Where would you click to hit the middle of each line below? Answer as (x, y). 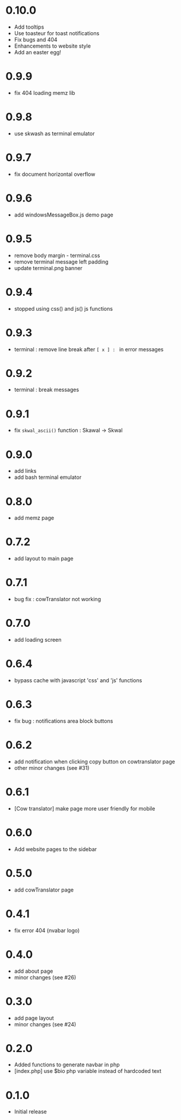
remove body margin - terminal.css (57, 255)
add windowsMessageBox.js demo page (63, 215)
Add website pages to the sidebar (55, 849)
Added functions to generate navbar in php (67, 1065)
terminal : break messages (47, 390)
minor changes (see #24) (45, 1024)
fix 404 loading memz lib (45, 92)
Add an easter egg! (38, 52)
